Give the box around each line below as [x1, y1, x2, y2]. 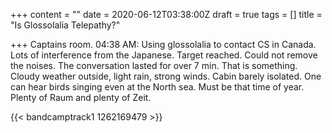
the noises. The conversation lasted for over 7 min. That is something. [10, 60, 298, 71]
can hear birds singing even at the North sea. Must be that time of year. [10, 81, 305, 93]
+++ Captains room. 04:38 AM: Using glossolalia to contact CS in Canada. [10, 39, 317, 50]
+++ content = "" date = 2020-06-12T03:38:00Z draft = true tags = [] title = [10, 9, 323, 20]
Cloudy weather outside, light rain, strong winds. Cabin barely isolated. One [10, 70, 322, 82]
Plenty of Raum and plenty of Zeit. [10, 92, 152, 103]
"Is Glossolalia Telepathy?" [10, 19, 121, 31]
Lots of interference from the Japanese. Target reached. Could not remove [10, 49, 318, 61]
